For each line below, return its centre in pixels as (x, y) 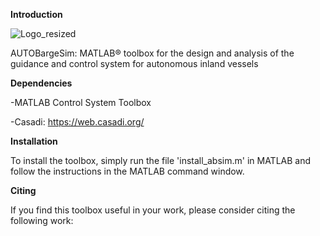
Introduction (36, 14)
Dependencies (41, 83)
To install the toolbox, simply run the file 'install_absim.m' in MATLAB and (161, 160)
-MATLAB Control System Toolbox (81, 102)
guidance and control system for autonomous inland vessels (134, 63)
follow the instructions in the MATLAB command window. (127, 171)
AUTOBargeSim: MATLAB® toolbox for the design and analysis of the (152, 53)
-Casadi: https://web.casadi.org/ (77, 122)
